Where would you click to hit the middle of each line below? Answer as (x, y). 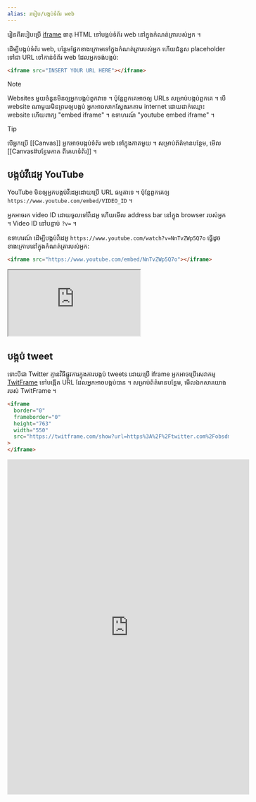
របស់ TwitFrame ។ (32, 390)
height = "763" (33, 423)
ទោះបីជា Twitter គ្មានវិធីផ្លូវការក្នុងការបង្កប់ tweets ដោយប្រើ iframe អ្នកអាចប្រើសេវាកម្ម (111, 374)
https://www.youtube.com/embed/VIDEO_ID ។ (70, 200)
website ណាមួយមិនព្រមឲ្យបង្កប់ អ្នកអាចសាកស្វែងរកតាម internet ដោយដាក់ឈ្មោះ (106, 106)
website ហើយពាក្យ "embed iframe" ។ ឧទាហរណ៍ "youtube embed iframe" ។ (111, 115)
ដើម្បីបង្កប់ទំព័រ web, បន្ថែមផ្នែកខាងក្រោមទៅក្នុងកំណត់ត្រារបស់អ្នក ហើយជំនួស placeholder (116, 48)
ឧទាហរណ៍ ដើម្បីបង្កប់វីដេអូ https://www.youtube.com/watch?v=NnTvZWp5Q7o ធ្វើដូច (114, 238)
